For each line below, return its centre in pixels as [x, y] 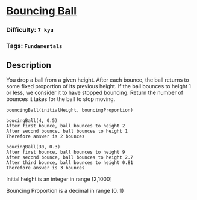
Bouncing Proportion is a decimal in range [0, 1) [65, 190]
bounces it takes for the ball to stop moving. [61, 99]
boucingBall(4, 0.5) [32, 120]
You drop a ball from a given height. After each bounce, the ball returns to [98, 80]
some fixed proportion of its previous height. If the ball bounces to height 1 [99, 86]
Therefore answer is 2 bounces [45, 136]
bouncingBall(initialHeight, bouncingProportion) [70, 110]
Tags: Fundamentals [34, 46]
